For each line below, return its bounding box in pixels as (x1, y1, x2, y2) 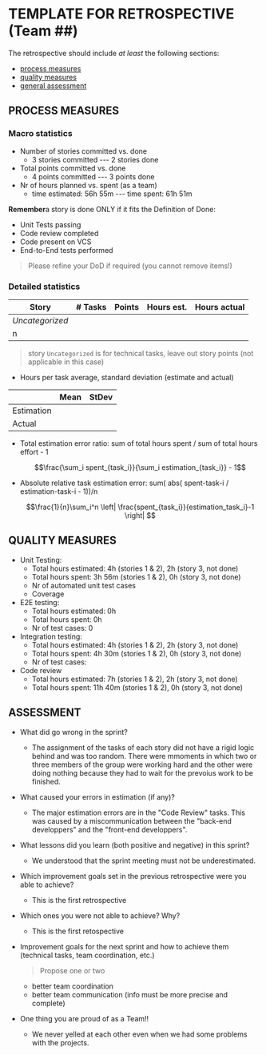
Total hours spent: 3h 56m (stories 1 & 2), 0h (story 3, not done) (31, 572, 241, 581)
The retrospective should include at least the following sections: (8, 48, 220, 58)
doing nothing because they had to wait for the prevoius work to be (31, 768, 254, 777)
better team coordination (31, 981, 114, 991)
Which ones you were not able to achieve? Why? (19, 910, 181, 921)
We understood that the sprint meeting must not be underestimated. (31, 856, 256, 865)
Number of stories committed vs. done (19, 146, 148, 156)
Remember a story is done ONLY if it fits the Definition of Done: (8, 204, 216, 214)
